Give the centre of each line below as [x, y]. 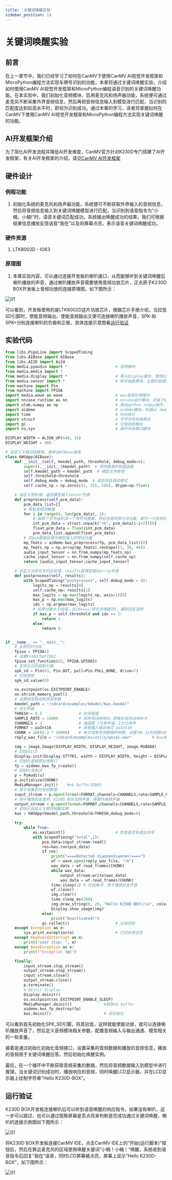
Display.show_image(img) [77, 909]
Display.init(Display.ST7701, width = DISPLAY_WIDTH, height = [83, 756]
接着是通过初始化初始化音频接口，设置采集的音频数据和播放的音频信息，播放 [86, 1048]
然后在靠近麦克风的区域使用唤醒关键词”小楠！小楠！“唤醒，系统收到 [90, 1149]
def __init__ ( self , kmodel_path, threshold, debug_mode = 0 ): [80, 462]
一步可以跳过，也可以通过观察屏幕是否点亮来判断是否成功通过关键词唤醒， [84, 1115]
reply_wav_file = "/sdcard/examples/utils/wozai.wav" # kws [89, 737]
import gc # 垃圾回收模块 [74, 424]
